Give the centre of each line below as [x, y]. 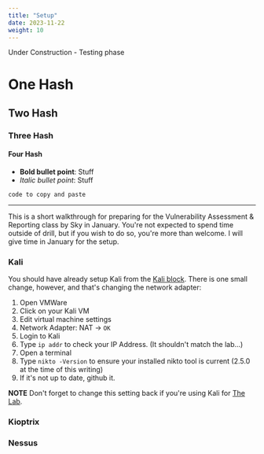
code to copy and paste [47, 195]
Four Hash [26, 154]
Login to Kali [40, 336]
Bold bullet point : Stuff [57, 172]
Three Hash [31, 135]
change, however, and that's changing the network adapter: [105, 287]
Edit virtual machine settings [66, 319]
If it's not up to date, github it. [67, 378]
